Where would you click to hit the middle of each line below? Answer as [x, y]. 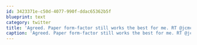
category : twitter [28, 22]
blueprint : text [26, 17]
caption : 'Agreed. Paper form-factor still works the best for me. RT [94, 33]
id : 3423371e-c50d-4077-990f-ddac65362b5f [59, 11]
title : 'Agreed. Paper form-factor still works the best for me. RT [91, 28]
